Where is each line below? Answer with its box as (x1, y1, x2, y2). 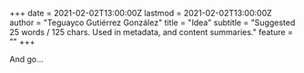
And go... (9, 54, 44, 64)
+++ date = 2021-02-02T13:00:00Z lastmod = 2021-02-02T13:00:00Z (9, 8, 273, 18)
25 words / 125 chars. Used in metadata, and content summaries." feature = (9, 27, 294, 37)
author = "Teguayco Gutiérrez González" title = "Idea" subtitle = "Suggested (9, 17, 296, 28)
